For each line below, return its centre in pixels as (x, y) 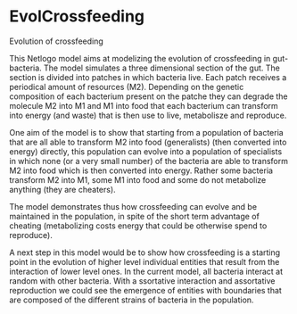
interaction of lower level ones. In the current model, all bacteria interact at (146, 271)
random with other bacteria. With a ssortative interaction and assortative (142, 281)
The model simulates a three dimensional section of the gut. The (162, 68)
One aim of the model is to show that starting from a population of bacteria (146, 132)
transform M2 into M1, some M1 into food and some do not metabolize (138, 179)
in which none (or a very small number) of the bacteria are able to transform (148, 161)
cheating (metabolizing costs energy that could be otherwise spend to (138, 226)
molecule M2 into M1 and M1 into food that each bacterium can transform (144, 105)
